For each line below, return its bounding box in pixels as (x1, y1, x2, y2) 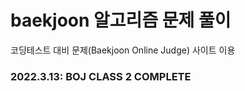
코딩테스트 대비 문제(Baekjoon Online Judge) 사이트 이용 (10, 44, 236, 56)
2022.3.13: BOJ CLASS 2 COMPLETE (10, 69, 192, 83)
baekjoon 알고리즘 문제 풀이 (10, 9, 232, 32)
